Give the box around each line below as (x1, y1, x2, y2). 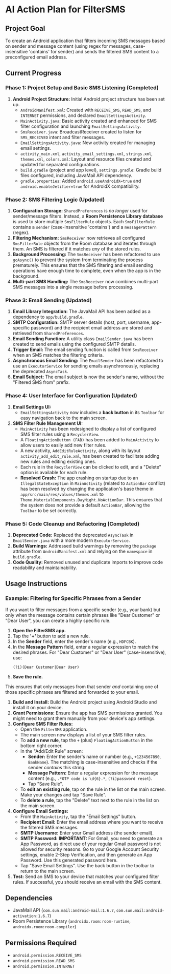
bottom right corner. (20, 743, 63, 749)
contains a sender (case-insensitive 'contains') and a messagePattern (12, 224, 157, 230)
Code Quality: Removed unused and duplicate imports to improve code (12, 559, 163, 565)
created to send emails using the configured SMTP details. (12, 341, 136, 347)
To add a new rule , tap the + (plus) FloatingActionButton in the (20, 737, 153, 743)
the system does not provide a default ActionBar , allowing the (20, 502, 150, 508)
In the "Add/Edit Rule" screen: (20, 748, 83, 754)
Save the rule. (12, 673, 43, 679)
